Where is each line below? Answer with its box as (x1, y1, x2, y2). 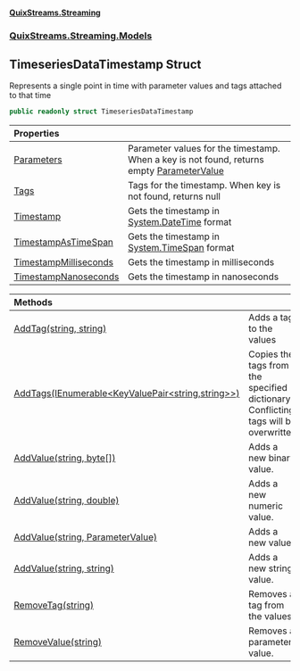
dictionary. (248, 393, 294, 405)
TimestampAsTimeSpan (13, 236, 114, 249)
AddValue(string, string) (13, 562, 114, 575)
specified (248, 382, 288, 394)
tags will (248, 415, 284, 427)
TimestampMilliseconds (13, 256, 114, 269)
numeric (248, 500, 284, 512)
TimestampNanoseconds (13, 270, 120, 283)
